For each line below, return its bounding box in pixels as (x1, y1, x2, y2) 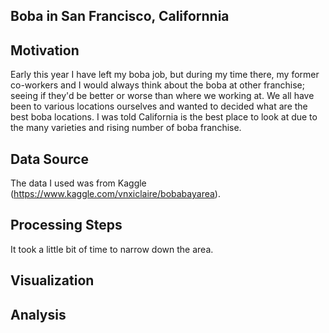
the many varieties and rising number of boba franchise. (10, 122, 242, 134)
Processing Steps (10, 217, 123, 234)
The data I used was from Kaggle (10, 177, 147, 189)
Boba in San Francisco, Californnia (10, 8, 230, 25)
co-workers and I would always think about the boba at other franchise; (10, 79, 305, 91)
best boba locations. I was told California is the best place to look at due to (10, 111, 318, 123)
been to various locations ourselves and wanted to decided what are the (10, 100, 308, 113)
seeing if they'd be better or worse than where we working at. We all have (10, 90, 315, 102)
